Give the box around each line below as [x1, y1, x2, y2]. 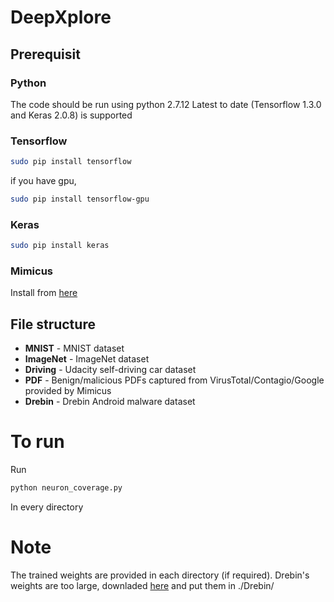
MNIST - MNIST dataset [24, 342, 125, 355]
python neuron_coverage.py [10, 483, 123, 493]
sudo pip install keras [10, 241, 110, 251]
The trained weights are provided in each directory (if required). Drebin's [10, 569, 310, 581]
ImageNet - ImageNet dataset [24, 353, 150, 365]
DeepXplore [10, 6, 112, 29]
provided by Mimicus [24, 385, 112, 397]
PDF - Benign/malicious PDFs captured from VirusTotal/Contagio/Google [24, 374, 325, 386]
